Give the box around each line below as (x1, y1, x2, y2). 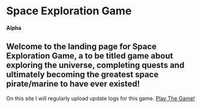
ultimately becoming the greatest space (6, 70, 159, 80)
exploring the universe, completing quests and (6, 60, 185, 70)
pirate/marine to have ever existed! (6, 79, 140, 89)
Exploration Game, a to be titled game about (6, 51, 173, 61)
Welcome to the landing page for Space (6, 42, 157, 52)
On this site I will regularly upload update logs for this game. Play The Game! (6, 94, 195, 102)
